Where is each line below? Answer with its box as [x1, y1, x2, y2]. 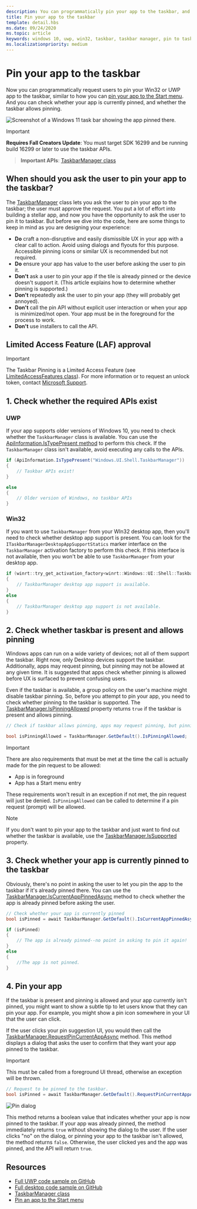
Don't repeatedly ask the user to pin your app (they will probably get [14, 291, 181, 298]
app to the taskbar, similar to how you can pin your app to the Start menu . [6, 92, 184, 99]
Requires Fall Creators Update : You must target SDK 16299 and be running [6, 139, 188, 146]
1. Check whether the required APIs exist [6, 396, 158, 406]
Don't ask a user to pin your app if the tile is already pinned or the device [14, 272, 191, 279]
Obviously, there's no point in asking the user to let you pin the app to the [6, 880, 183, 887]
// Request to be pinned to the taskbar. [6, 1086, 109, 1092]
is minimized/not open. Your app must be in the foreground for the [14, 310, 175, 317]
